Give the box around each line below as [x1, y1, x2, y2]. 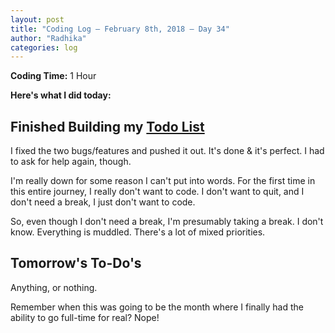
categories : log [10, 42, 78, 53]
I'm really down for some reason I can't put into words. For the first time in [10, 175, 316, 187]
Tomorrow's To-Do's [10, 255, 142, 272]
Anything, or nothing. [10, 281, 98, 293]
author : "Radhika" [10, 33, 87, 43]
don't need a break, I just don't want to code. [10, 196, 196, 208]
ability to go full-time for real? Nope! [10, 311, 160, 323]
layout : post [10, 14, 65, 25]
